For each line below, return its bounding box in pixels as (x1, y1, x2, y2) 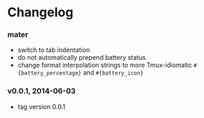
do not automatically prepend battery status (17, 53, 147, 62)
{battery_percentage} (17, 70, 81, 77)
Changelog (7, 4, 74, 21)
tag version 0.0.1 (17, 102, 66, 111)
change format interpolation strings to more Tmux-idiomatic (17, 61, 193, 70)
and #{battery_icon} (82, 68, 144, 77)
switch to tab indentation (17, 45, 91, 54)
